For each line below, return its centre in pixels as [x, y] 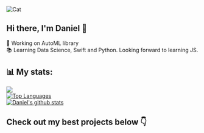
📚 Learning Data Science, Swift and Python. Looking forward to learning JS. [102, 50]
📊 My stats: [30, 72]
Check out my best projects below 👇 [77, 122]
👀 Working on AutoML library [43, 43]
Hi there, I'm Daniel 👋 [47, 28]
